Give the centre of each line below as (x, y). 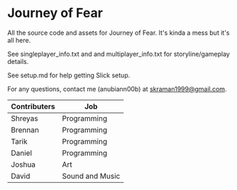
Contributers (33, 106)
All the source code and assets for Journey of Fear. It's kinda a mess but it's (118, 33)
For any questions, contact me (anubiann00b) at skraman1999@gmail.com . (117, 89)
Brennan (25, 130)
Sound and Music (91, 176)
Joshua (23, 164)
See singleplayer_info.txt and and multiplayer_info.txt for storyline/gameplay (119, 54)
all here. (19, 40)
